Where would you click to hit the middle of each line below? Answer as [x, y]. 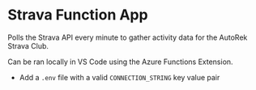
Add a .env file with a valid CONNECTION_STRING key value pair [119, 77]
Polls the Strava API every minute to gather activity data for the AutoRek [128, 37]
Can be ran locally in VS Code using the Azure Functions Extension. [120, 62]
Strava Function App [78, 15]
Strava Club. [28, 45]
